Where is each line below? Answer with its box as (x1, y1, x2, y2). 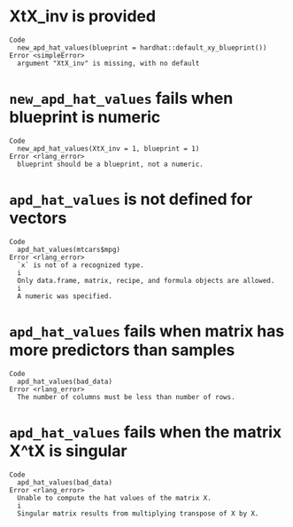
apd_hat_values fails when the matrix (9, 421, 282, 442)
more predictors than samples (9, 340, 235, 360)
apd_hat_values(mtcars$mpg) (17, 245, 121, 254)
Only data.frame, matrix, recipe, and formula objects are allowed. (17, 276, 275, 285)
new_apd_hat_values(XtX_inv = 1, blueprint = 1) (17, 144, 200, 153)
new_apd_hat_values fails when (9, 89, 234, 108)
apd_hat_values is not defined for (9, 189, 253, 209)
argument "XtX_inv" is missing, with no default (17, 59, 200, 67)
